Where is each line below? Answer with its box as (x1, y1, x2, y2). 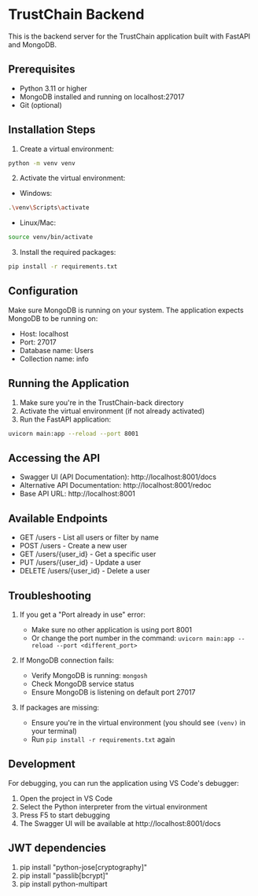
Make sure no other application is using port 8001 (31, 625, 193, 634)
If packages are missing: (19, 702, 100, 712)
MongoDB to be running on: (8, 313, 98, 323)
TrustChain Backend (8, 6, 145, 24)
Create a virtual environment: (19, 144, 114, 153)
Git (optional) (19, 100, 63, 109)
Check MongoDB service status (31, 679, 135, 688)
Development (8, 758, 76, 771)
